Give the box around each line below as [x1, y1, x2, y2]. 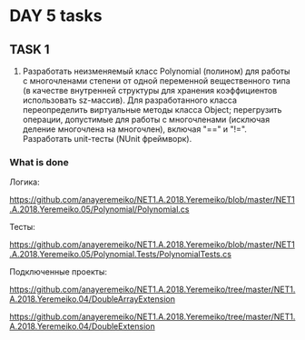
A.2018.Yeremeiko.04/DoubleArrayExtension [9, 294, 175, 305]
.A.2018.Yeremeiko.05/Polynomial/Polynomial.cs [9, 204, 190, 215]
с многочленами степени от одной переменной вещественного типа [22, 75, 290, 86]
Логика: [9, 176, 40, 187]
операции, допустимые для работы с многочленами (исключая [22, 115, 271, 125]
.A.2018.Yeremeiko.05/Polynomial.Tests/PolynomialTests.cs [9, 249, 231, 260]
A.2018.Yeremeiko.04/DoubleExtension [9, 321, 156, 332]
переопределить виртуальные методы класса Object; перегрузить [22, 105, 282, 115]
